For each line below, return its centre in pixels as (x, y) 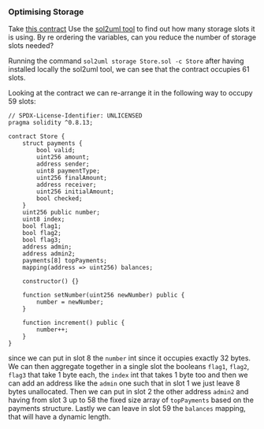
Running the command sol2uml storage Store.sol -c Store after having (126, 61)
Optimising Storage (46, 12)
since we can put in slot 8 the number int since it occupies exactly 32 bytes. (129, 358)
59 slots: (22, 102)
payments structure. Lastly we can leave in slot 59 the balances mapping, (127, 408)
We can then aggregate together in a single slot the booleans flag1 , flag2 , (129, 367)
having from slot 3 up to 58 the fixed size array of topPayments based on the (131, 400)
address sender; (63, 164)
